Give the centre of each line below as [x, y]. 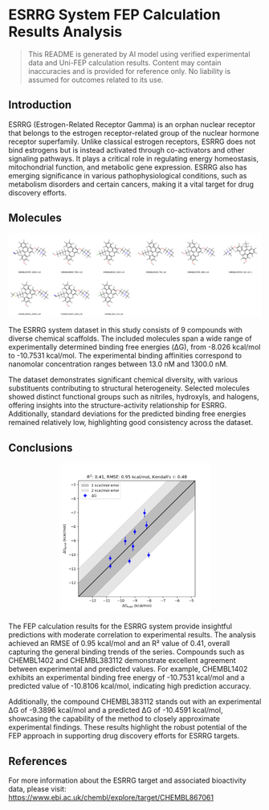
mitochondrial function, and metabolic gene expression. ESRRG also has [128, 167]
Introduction [40, 105]
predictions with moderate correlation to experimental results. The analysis [132, 635]
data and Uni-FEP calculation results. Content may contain [125, 63]
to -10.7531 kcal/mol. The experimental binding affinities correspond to [125, 356]
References [38, 761]
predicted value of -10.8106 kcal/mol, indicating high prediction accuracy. [130, 686]
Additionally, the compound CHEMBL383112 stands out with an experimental [135, 702]
